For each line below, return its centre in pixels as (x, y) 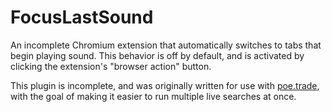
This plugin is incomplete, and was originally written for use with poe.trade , (165, 85)
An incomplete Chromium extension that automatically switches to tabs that (166, 45)
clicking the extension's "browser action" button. (111, 66)
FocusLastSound (82, 17)
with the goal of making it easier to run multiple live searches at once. (153, 96)
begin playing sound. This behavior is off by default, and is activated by (157, 55)
